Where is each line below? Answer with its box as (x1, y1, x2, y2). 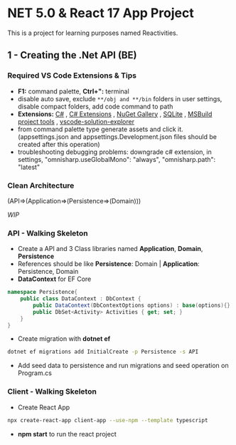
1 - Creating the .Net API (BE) (7, 49, 137, 61)
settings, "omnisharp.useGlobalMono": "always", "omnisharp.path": (17, 155, 216, 163)
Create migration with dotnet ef (17, 334, 111, 343)
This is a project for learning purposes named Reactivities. (7, 29, 178, 37)
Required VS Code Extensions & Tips (7, 71, 137, 81)
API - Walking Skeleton (7, 228, 88, 238)
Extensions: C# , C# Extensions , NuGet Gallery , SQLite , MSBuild (17, 109, 213, 118)
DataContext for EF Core (17, 275, 92, 283)
